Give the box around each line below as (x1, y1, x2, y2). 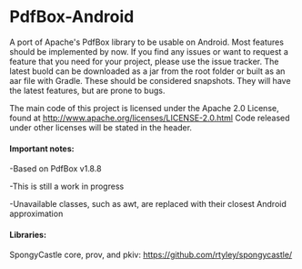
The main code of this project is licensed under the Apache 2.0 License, (9, 102, 279, 113)
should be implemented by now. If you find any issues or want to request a (9, 46, 288, 57)
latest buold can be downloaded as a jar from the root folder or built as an (9, 66, 286, 77)
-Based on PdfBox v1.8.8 (9, 163, 102, 174)
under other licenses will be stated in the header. (9, 121, 193, 133)
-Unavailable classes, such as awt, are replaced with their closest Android (9, 199, 287, 210)
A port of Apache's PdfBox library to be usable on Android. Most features (9, 36, 285, 47)
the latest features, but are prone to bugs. (9, 85, 166, 96)
